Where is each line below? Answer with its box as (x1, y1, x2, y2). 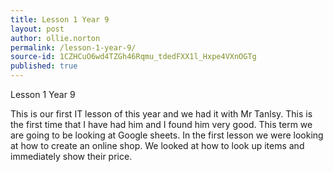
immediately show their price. (10, 151, 133, 162)
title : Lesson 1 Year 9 (10, 14, 110, 25)
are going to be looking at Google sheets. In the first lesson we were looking (10, 129, 324, 141)
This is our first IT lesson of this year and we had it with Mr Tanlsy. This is (10, 108, 313, 120)
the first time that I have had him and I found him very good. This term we (10, 119, 313, 130)
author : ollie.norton (10, 33, 101, 43)
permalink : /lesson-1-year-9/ (10, 42, 137, 53)
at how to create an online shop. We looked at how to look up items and (10, 140, 305, 151)
